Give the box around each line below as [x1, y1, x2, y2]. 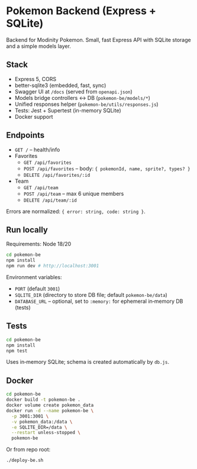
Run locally [6, 225, 49, 235]
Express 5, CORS [14, 75, 57, 82]
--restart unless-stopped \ [11, 430, 81, 436]
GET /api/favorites [23, 160, 72, 166]
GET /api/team [23, 185, 59, 190]
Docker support [14, 113, 53, 120]
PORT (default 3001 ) [14, 285, 60, 292]
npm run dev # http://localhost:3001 [6, 263, 99, 269]
